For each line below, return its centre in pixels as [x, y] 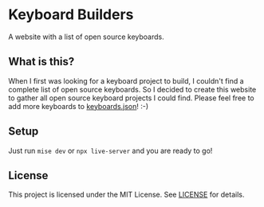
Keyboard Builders [71, 15]
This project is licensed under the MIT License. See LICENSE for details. [126, 195]
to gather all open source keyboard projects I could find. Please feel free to [131, 98]
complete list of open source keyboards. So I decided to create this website [132, 89]
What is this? [41, 62]
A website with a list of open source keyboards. [87, 37]
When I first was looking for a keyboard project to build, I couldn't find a [126, 80]
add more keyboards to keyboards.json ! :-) [79, 106]
